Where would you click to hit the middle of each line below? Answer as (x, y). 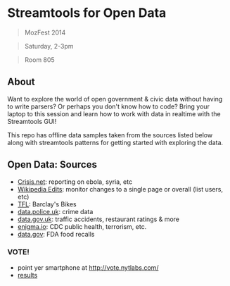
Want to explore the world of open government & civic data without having (115, 99)
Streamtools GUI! (32, 121)
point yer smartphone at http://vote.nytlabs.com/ (88, 267)
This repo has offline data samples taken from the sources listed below (110, 135)
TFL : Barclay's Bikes (47, 204)
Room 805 (39, 60)
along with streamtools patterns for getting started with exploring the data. (115, 142)
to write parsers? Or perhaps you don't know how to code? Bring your (108, 106)
